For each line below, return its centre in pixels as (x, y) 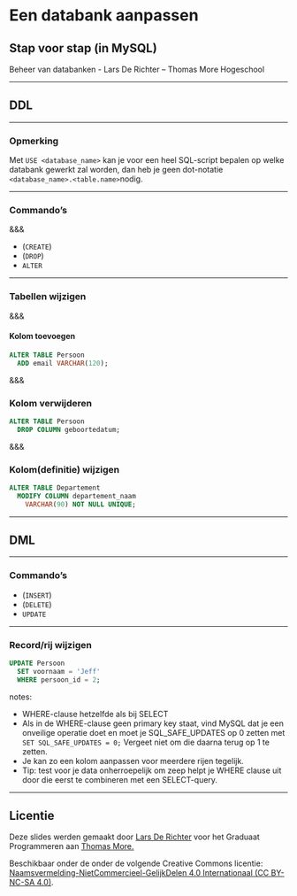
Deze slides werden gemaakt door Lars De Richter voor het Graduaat (135, 837)
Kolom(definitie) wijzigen (65, 469)
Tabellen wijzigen (48, 297)
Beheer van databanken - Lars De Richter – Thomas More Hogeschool (137, 69)
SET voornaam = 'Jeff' (59, 671)
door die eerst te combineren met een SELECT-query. (120, 779)
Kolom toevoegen (42, 336)
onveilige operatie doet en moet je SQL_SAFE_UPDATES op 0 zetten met (153, 732)
